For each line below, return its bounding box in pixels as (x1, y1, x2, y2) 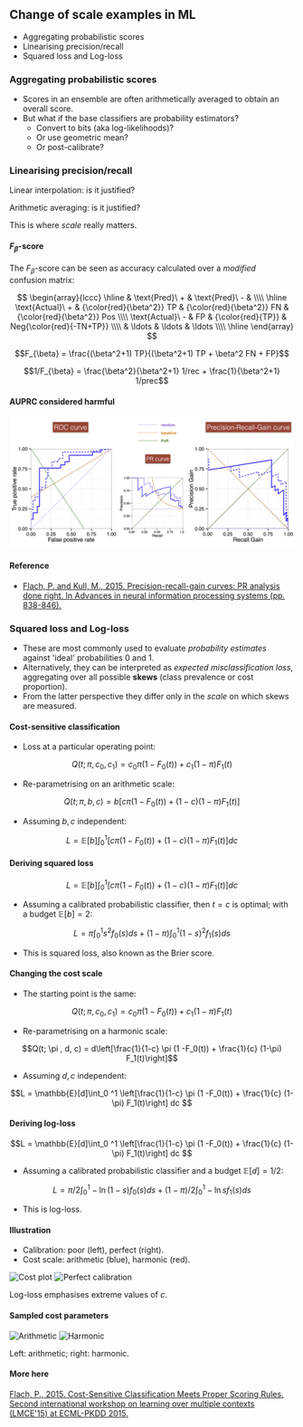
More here (9, 1368, 50, 1379)
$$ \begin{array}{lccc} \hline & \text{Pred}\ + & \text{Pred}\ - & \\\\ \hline (16, 292, 288, 303)
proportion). (22, 681, 68, 692)
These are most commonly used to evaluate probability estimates (22, 642, 267, 654)
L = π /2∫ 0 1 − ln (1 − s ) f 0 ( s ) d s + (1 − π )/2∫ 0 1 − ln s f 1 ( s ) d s (52, 1183, 251, 1197)
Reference (9, 560, 50, 571)
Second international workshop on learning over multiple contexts (9, 1398, 255, 1409)
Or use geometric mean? (35, 132, 129, 143)
